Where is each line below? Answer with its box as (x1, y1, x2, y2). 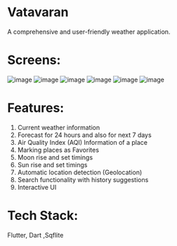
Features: (7, 100, 65, 116)
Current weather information (17, 123, 100, 131)
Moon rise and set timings (17, 153, 93, 162)
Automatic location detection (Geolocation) (17, 168, 143, 176)
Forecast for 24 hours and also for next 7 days (17, 131, 152, 139)
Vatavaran (7, 4, 69, 20)
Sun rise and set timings (17, 160, 88, 169)
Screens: (7, 52, 61, 68)
